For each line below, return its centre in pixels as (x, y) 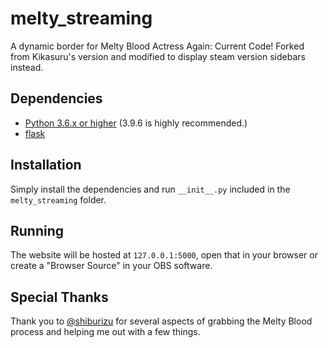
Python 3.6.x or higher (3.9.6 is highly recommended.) (136, 123)
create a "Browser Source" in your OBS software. (111, 266)
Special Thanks (59, 297)
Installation (46, 165)
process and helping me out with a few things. (105, 332)
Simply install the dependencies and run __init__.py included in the (150, 189)
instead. (27, 67)
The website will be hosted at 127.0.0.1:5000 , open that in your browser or (164, 255)
